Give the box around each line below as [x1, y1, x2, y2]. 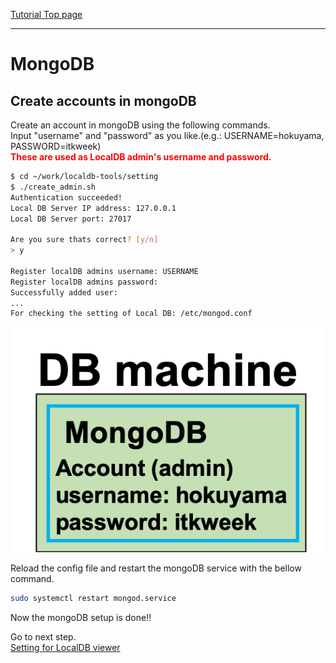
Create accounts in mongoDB [10, 92, 197, 109]
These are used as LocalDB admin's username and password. [10, 151, 272, 163]
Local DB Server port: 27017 [10, 214, 132, 224]
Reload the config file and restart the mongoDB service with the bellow [10, 562, 302, 574]
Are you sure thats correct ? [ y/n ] [10, 235, 159, 245]
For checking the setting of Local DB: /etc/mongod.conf [10, 309, 253, 319]
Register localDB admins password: [10, 277, 159, 287]
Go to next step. [10, 631, 77, 643]
